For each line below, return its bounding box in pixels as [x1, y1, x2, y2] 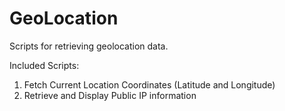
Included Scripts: [9, 59, 80, 71]
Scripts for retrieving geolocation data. [9, 40, 169, 52]
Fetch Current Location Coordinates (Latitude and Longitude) [23, 78, 276, 91]
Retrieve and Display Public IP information [23, 89, 197, 101]
